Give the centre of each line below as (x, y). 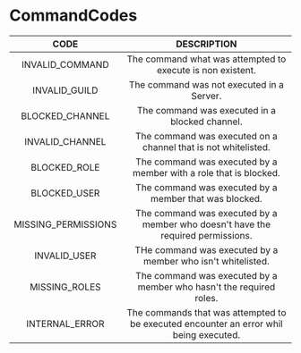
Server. (206, 96)
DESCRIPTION (206, 44)
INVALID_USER (65, 256)
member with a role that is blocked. (206, 172)
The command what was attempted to (206, 59)
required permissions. (206, 235)
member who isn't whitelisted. (206, 261)
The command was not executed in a (206, 84)
